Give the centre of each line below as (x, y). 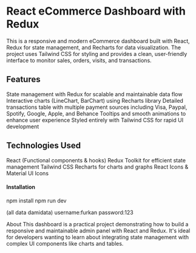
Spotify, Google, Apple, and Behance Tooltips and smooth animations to (96, 113)
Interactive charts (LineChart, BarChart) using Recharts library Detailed (95, 100)
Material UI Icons (28, 173)
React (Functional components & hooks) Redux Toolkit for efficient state (96, 160)
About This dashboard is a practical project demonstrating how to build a (97, 224)
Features (23, 79)
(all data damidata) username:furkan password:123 (70, 212)
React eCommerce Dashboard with (96, 11)
